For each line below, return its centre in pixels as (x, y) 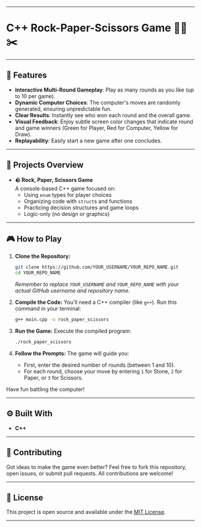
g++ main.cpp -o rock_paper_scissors (62, 320)
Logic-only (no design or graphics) (67, 214)
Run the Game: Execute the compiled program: (73, 331)
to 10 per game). (35, 96)
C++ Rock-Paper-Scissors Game (89, 28)
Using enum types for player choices (68, 194)
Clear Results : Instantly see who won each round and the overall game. (103, 115)
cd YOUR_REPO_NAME (38, 273)
